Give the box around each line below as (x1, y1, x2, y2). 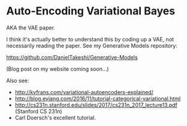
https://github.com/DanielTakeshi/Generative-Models (6, 53, 138, 61)
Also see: (6, 77, 29, 84)
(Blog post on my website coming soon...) (6, 65, 109, 73)
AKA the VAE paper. (6, 24, 56, 31)
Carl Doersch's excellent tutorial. (14, 114, 96, 121)
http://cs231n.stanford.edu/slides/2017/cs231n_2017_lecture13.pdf (14, 101, 178, 109)
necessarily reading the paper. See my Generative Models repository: (6, 42, 178, 49)
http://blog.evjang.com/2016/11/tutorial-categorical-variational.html (14, 95, 181, 102)
